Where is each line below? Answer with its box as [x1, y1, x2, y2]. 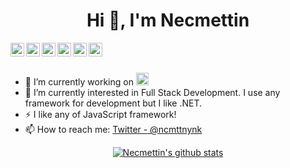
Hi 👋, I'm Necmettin [86, 9, 250, 32]
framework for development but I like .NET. [24, 97, 203, 109]
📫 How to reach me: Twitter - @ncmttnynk [24, 123, 203, 135]
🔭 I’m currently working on [24, 75, 134, 88]
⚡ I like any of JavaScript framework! [24, 108, 177, 120]
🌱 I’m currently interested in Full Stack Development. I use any [24, 86, 281, 98]
